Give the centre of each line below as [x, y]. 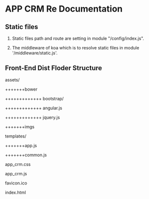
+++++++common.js [26, 155]
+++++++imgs [20, 126]
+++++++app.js [21, 145]
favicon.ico [16, 183]
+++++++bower [21, 89]
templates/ [16, 136]
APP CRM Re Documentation [64, 9]
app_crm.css [18, 164]
